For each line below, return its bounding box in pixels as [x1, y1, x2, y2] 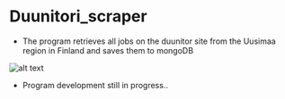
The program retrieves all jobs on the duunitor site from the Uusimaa [22, 36, 276, 46]
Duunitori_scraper [9, 6, 147, 27]
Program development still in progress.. [22, 79, 169, 90]
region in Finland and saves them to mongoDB [22, 45, 194, 55]
